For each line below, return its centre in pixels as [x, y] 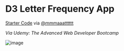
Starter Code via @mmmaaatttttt [39, 23]
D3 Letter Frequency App [60, 9]
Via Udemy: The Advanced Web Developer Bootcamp [62, 33]
